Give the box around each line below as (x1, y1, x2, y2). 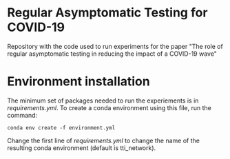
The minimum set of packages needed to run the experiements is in (7, 96, 199, 105)
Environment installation (7, 74, 150, 89)
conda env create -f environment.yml (7, 124, 116, 131)
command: (7, 111, 38, 119)
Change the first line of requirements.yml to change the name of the (7, 136, 200, 145)
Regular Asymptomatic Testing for (7, 5, 208, 21)
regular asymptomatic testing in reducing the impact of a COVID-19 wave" (7, 50, 217, 58)
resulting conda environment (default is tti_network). (7, 143, 156, 152)
